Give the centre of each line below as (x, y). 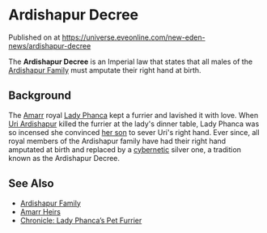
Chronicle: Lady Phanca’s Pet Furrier (81, 220)
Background (40, 96)
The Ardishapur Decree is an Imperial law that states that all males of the (131, 61)
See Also (31, 184)
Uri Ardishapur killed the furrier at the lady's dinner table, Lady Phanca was (134, 124)
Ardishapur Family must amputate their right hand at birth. (105, 70)
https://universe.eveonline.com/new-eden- (133, 37)
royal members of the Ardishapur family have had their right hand (117, 141)
